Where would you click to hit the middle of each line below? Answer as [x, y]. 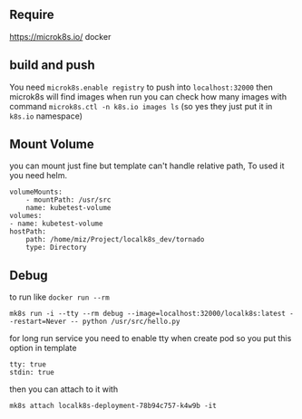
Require [32, 15]
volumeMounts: [36, 192]
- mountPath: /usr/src [68, 200]
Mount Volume [52, 144]
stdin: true [32, 373]
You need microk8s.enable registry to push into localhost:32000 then [141, 87]
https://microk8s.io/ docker [60, 36]
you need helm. [39, 176]
